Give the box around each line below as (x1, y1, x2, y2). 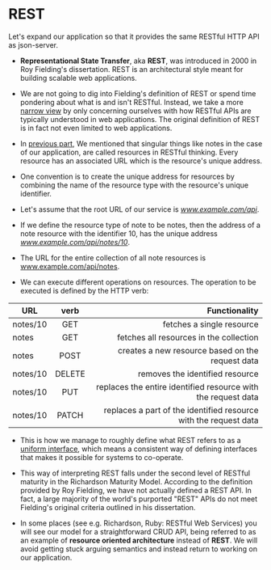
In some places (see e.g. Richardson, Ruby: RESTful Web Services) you (19, 518, 258, 528)
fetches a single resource (162, 319, 259, 330)
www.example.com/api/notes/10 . (19, 237, 131, 247)
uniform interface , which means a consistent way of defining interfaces (19, 444, 258, 454)
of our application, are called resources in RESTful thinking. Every (19, 147, 239, 157)
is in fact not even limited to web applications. (19, 123, 173, 133)
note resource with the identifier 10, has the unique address (19, 228, 218, 239)
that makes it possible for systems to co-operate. (19, 452, 184, 462)
